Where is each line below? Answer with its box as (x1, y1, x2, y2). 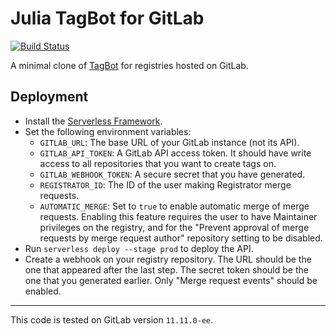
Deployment (10, 88, 89, 106)
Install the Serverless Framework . (24, 115, 163, 127)
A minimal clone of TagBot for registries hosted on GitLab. (10, 59, 249, 71)
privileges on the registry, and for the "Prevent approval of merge (39, 221, 310, 233)
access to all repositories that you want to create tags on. (39, 157, 277, 169)
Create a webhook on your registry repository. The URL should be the (24, 253, 312, 265)
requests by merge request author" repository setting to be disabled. (39, 232, 323, 244)
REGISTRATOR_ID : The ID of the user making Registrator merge (39, 178, 292, 191)
